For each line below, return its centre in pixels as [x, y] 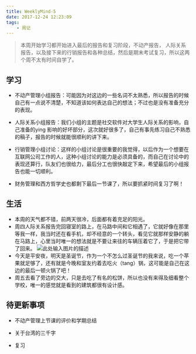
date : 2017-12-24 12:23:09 [39, 17]
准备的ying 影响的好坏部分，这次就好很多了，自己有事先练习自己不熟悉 [105, 130]
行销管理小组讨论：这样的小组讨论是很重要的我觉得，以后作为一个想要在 [102, 149]
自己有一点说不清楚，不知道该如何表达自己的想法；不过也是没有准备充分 [102, 102]
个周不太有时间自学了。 [49, 60]
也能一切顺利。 [38, 171]
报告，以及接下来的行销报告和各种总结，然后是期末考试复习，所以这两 [105, 53]
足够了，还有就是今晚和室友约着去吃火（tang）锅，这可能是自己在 [105, 263]
